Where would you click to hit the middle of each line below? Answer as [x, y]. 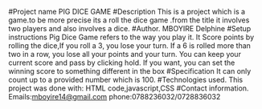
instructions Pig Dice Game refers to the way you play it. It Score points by [131, 37]
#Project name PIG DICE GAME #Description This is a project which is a [127, 12]
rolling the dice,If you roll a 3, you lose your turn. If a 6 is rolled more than [130, 46]
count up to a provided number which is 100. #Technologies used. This [126, 80]
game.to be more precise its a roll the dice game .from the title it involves [129, 20]
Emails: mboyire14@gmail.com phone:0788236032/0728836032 [115, 97]
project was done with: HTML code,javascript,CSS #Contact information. [129, 88]
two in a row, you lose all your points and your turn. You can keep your [125, 54]
